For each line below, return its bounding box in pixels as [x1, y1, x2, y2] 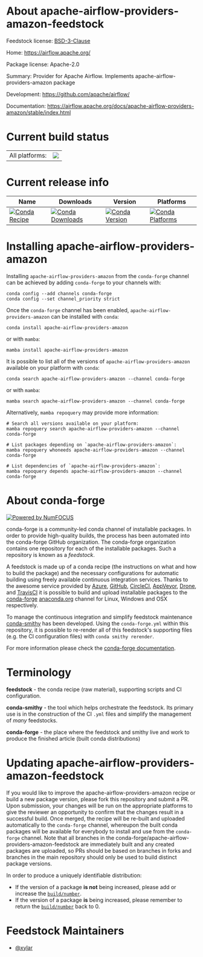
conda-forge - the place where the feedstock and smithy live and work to [6, 729, 190, 736]
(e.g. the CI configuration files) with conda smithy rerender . [6, 632, 154, 640]
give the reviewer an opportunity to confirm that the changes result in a [6, 808, 184, 816]
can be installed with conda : [51, 313, 119, 320]
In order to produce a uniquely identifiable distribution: [6, 872, 142, 879]
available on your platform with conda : [6, 364, 100, 371]
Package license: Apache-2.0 [6, 61, 80, 68]
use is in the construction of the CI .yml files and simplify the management [6, 710, 192, 718]
